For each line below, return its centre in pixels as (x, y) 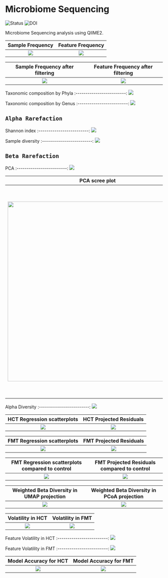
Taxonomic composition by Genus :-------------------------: (67, 103)
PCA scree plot (97, 180)
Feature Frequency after (123, 67)
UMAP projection (45, 496)
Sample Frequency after (44, 67)
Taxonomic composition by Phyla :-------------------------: (66, 93)
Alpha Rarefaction (34, 119)
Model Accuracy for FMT (103, 560)
